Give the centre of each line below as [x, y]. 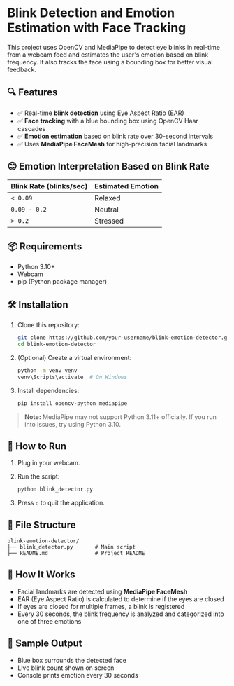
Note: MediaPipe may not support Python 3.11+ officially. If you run [120, 417]
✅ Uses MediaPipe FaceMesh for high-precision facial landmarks [112, 144]
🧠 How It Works [41, 575]
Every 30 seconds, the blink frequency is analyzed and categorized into [121, 614]
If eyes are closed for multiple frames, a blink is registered [101, 606]
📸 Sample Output [45, 644]
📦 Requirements [45, 246]
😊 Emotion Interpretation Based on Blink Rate [108, 166]
